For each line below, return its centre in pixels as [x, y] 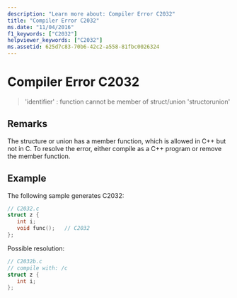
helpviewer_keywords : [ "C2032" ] [55, 40]
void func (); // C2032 [53, 228]
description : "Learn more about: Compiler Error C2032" [91, 14]
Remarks [28, 124]
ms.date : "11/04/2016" [41, 27]
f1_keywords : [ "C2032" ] [42, 34]
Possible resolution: [36, 248]
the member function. [39, 156]
